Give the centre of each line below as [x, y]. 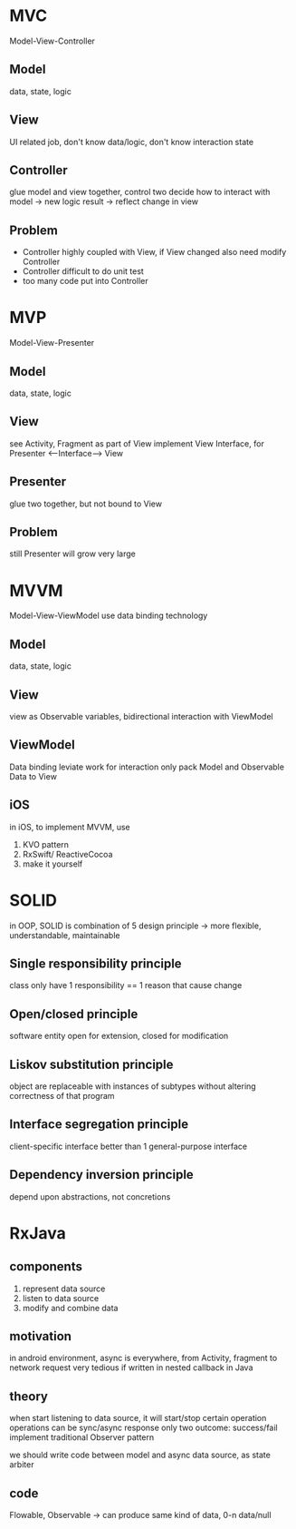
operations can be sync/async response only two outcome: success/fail [143, 1428]
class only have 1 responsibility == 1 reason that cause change [126, 985]
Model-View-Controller [52, 41]
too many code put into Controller [85, 281]
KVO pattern [46, 844]
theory [29, 1396]
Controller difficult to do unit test [83, 271]
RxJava [38, 1233]
